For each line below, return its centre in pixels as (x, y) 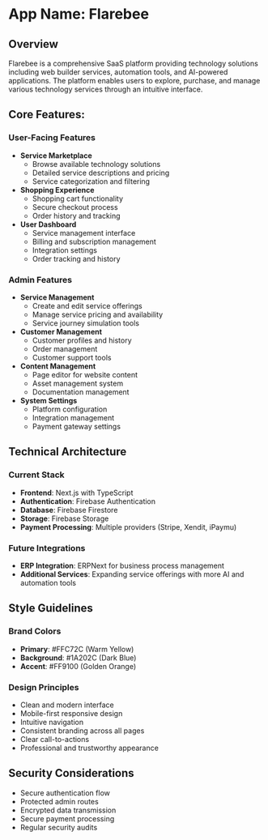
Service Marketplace (56, 156)
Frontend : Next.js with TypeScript (77, 492)
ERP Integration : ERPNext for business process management (122, 565)
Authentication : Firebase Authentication (88, 501)
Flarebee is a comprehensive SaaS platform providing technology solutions (134, 63)
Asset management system (78, 383)
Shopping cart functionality (78, 198)
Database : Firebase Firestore (69, 510)
